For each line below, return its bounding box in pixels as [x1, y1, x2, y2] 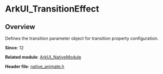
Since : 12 [5, 45, 24, 50]
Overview [5, 23, 36, 31]
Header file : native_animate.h [5, 64, 64, 69]
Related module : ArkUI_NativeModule [5, 54, 81, 60]
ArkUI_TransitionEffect [5, 3, 100, 15]
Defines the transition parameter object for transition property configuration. [5, 35, 159, 41]
